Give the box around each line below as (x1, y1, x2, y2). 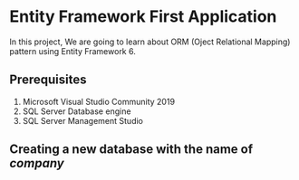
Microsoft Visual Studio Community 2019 (22, 96, 175, 107)
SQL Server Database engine (22, 106, 131, 117)
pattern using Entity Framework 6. (9, 45, 136, 56)
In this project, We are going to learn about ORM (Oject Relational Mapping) (9, 36, 291, 47)
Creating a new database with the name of (9, 142, 254, 157)
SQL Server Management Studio (22, 115, 143, 126)
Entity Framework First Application (9, 6, 277, 27)
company (9, 156, 65, 171)
